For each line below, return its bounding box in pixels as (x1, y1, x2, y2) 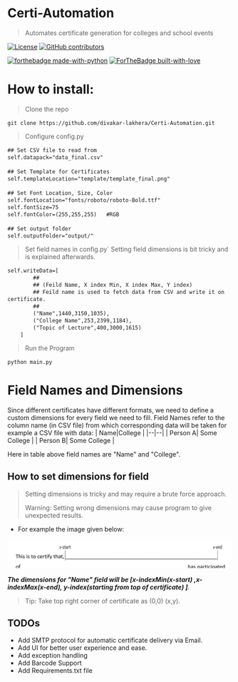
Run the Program (24, 344, 75, 352)
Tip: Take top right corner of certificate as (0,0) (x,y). (24, 596, 180, 605)
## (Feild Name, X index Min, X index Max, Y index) (33, 281, 193, 288)
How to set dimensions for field (7, 471, 150, 483)
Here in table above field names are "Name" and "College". (7, 449, 180, 458)
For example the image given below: (17, 524, 125, 533)
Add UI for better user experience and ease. (17, 643, 148, 652)
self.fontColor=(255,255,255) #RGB (7, 210, 120, 218)
